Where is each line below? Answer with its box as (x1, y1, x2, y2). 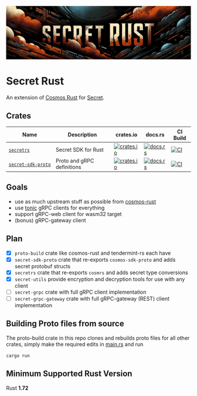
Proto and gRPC (55, 157, 94, 164)
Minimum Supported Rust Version (6, 369, 133, 379)
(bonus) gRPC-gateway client (14, 217, 86, 224)
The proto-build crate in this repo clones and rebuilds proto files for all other (6, 334, 190, 341)
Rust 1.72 (6, 384, 29, 391)
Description (67, 131, 97, 138)
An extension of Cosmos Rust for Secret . (6, 94, 104, 101)
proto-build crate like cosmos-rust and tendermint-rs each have (14, 249, 171, 257)
